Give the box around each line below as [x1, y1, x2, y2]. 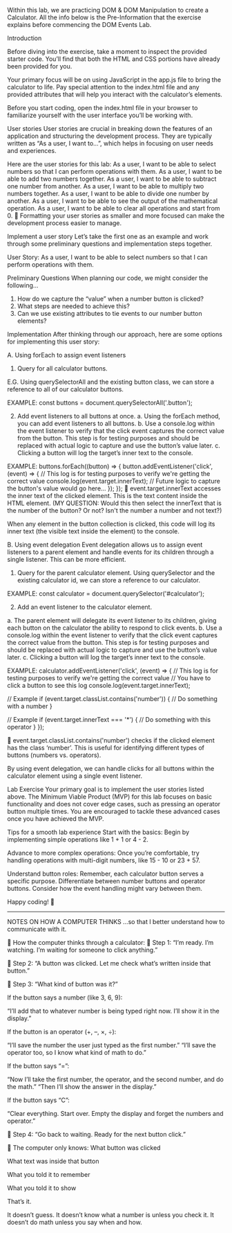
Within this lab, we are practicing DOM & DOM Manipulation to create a [7, 6, 209, 14]
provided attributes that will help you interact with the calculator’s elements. [7, 90, 223, 98]
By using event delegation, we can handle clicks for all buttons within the [7, 765, 215, 772]
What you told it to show [7, 1184, 77, 1192]
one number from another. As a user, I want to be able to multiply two [7, 182, 204, 190]
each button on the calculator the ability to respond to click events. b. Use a [7, 623, 222, 632]
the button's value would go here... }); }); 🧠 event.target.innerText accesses [7, 484, 222, 493]
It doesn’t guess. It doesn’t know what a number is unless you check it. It [7, 1211, 214, 1218]
